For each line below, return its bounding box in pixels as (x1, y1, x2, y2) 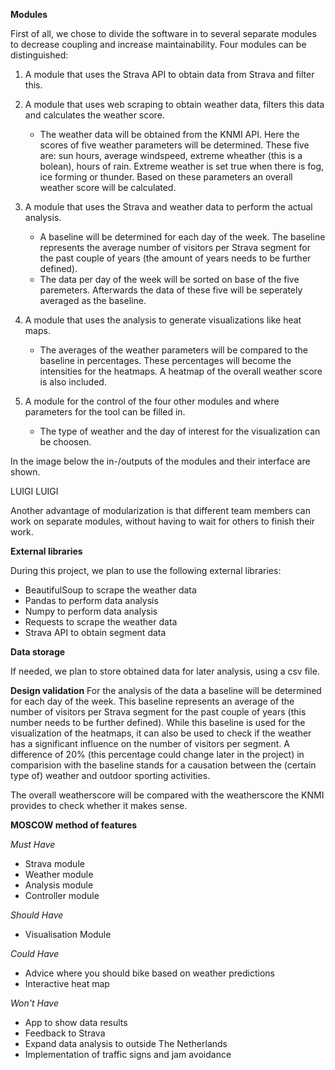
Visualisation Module (24, 929, 112, 940)
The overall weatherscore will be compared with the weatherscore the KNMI (10, 789, 325, 801)
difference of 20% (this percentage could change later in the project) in (10, 749, 305, 760)
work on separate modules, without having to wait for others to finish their (10, 515, 316, 527)
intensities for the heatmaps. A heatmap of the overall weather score (39, 365, 323, 377)
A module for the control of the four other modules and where (24, 395, 280, 407)
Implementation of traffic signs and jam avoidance (24, 1049, 232, 1060)
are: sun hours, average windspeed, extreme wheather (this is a (39, 150, 303, 161)
